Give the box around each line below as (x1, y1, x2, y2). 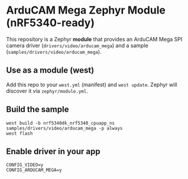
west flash (6, 131, 33, 136)
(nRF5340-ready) (6, 16, 95, 30)
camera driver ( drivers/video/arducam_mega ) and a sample (6, 42, 149, 49)
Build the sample (6, 105, 69, 115)
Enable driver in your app (6, 146, 101, 157)
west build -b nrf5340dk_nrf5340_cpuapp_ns (6, 120, 115, 126)
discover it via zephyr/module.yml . (6, 87, 89, 95)
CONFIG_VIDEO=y (6, 162, 44, 168)
